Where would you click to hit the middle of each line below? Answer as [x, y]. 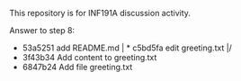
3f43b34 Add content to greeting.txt [89, 57]
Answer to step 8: [42, 30]
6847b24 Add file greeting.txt [77, 67]
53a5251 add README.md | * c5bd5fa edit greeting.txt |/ [127, 48]
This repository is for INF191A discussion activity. [100, 13]
